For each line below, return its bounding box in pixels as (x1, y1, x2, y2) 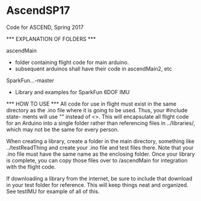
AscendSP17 (6, 4, 70, 18)
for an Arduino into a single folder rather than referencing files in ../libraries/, (6, 119, 196, 127)
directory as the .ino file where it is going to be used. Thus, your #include (6, 106, 188, 113)
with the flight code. (6, 163, 56, 170)
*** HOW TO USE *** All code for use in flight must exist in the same (6, 100, 176, 107)
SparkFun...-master (6, 77, 54, 84)
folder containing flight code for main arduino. (14, 59, 129, 66)
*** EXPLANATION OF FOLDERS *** (6, 35, 96, 42)
